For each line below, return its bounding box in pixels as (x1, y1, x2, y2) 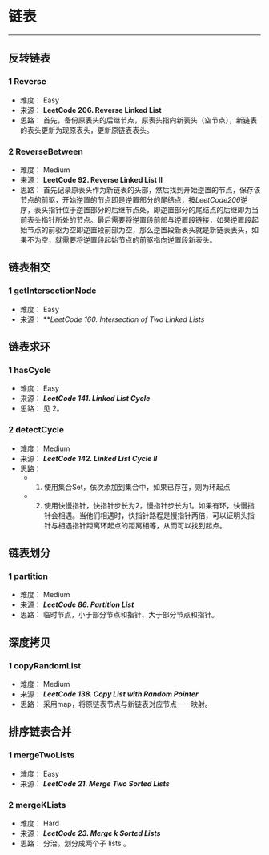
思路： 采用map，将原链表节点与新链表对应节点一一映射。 (19, 699, 212, 708)
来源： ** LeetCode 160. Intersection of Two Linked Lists (19, 314, 205, 324)
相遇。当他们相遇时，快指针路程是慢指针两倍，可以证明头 (58, 510, 248, 520)
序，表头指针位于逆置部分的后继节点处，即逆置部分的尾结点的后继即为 (19, 205, 252, 215)
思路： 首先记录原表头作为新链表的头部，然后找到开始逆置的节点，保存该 (19, 185, 261, 195)
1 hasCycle (8, 364, 52, 375)
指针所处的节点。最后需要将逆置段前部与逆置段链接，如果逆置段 (41, 215, 252, 224)
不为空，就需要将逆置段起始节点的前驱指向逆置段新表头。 (26, 235, 217, 244)
